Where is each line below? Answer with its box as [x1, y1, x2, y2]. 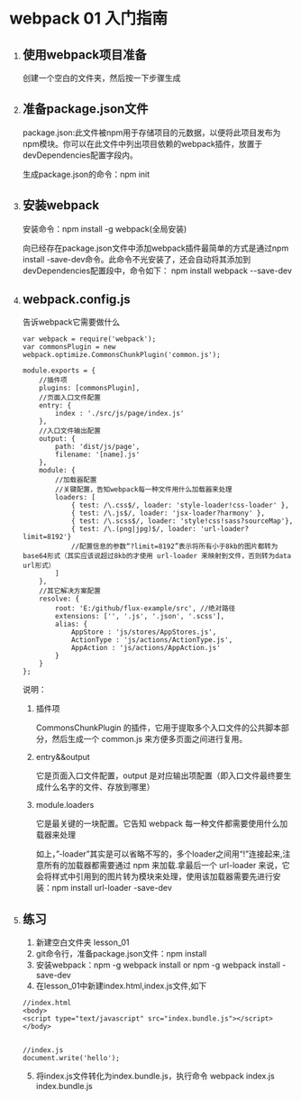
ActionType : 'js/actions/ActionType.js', [70, 636, 233, 645]
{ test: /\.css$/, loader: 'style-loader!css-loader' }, [70, 501, 290, 510]
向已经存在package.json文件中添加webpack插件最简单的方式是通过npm [22, 243, 289, 253]
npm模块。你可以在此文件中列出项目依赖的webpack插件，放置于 [22, 138, 263, 149]
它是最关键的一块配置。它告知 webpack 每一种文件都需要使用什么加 [35, 818, 288, 830]
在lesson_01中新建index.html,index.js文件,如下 [35, 980, 207, 992]
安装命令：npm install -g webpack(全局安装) [22, 223, 187, 234]
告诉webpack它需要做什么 [22, 316, 120, 327]
